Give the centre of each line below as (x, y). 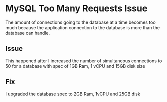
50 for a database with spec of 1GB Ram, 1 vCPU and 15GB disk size (75, 66)
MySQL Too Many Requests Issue (76, 9)
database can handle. (28, 33)
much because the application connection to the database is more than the (83, 27)
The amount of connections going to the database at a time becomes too (81, 22)
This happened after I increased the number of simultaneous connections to (84, 61)
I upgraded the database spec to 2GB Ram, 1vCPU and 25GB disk (73, 94)
